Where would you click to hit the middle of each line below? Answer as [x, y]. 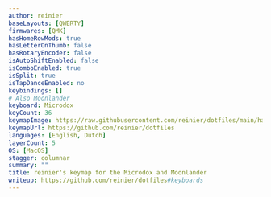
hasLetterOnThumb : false [50, 46]
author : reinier [35, 16]
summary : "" [28, 166]
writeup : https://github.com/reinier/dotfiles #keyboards [106, 181]
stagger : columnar [39, 158]
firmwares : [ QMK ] [38, 31]
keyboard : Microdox [41, 105]
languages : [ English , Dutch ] [57, 135]
